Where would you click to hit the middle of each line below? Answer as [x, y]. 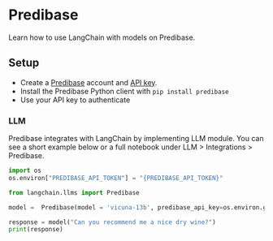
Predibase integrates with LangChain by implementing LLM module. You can [136, 139]
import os [25, 171]
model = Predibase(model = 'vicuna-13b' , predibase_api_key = [116, 207]
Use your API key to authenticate [75, 100]
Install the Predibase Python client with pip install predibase [124, 91]
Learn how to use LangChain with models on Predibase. [102, 37]
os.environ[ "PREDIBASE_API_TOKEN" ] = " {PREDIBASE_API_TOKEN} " [116, 178]
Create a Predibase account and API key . [89, 82]
